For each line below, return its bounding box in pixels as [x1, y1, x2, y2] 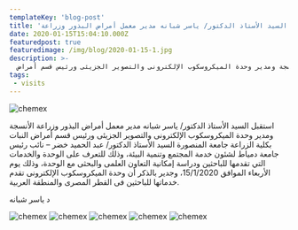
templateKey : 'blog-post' [9, 12, 105, 22]
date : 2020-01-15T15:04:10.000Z [9, 29, 129, 38]
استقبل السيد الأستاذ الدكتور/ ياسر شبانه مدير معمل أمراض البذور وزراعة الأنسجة [9, 120, 275, 131]
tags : [9, 71, 29, 80]
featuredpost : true [9, 37, 82, 47]
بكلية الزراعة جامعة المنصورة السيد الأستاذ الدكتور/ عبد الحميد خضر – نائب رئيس [9, 139, 272, 149]
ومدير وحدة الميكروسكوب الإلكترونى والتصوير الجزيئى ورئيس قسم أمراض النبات [9, 129, 274, 140]
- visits [12, 79, 46, 88]
